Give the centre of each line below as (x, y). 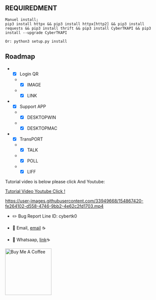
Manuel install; (22, 19)
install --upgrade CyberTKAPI (36, 33)
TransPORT (31, 139)
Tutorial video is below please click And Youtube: (55, 182)
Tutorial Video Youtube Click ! (35, 191)
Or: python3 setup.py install (36, 41)
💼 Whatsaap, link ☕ (31, 240)
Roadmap (20, 57)
